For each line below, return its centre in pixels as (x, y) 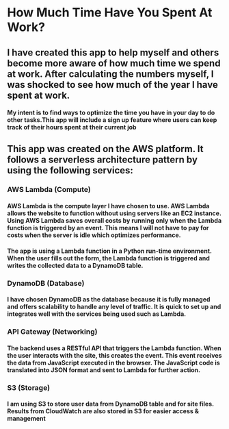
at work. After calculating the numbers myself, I (110, 74)
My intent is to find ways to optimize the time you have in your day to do (111, 113)
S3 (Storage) (28, 387)
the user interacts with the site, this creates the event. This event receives (114, 355)
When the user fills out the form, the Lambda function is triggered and (108, 258)
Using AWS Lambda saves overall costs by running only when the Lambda (114, 221)
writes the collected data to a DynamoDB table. (75, 265)
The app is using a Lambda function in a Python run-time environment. (109, 251)
